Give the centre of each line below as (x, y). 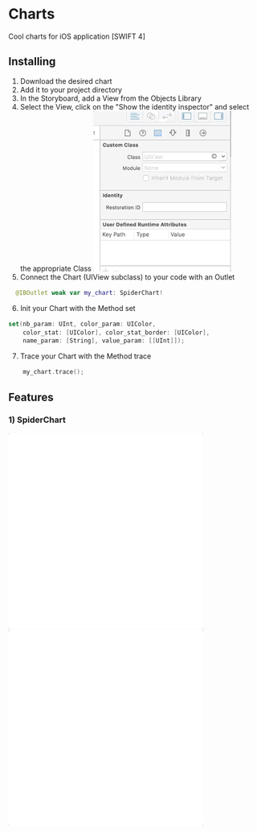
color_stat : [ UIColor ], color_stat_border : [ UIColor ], (116, 332)
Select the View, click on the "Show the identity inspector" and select (135, 106)
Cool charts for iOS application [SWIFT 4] (77, 36)
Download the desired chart (66, 81)
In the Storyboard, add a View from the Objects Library (111, 98)
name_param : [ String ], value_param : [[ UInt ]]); (104, 341)
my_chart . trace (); (53, 372)
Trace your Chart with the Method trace (86, 356)
